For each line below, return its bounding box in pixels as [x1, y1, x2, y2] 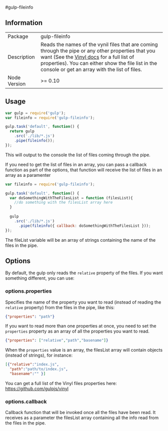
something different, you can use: [5, 275, 75, 281]
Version [7, 80, 26, 87]
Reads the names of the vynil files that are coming [40, 41, 158, 48]
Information [5, 18, 43, 27]
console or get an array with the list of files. [40, 66, 142, 73]
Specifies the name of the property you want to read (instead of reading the [5, 299, 161, 305]
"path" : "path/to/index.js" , [9, 367, 68, 372]
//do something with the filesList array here [14, 200, 113, 205]
